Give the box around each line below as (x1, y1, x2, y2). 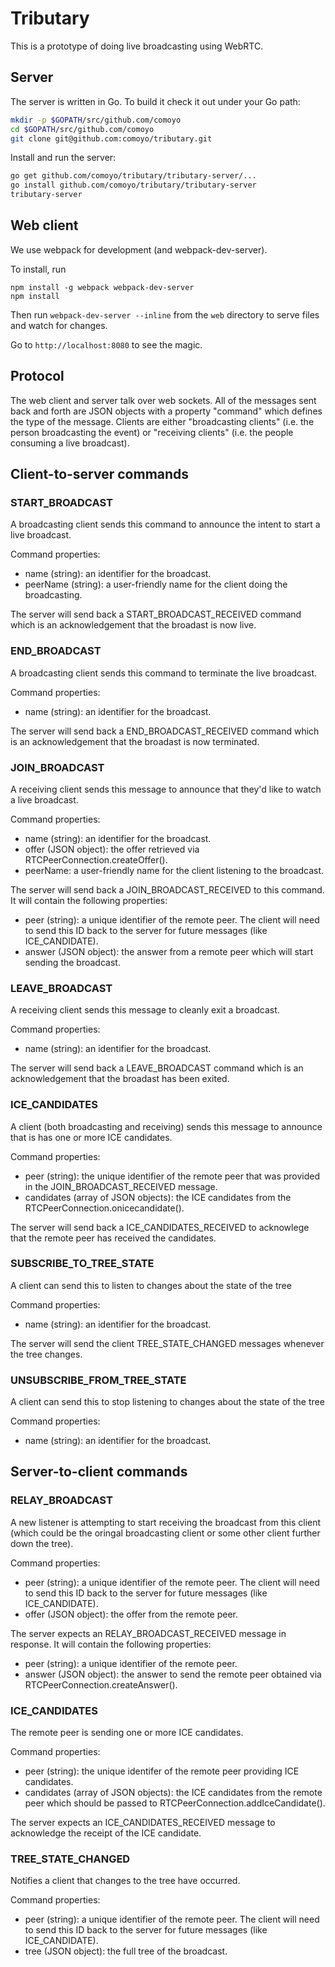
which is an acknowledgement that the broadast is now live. (10, 619, 257, 631)
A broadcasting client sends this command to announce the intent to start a (10, 518, 321, 531)
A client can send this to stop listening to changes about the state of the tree (10, 1396, 325, 1408)
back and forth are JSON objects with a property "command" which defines (10, 405, 323, 417)
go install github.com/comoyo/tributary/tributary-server (10, 180, 257, 191)
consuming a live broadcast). (10, 437, 130, 449)
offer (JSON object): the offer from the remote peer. (24, 1608, 239, 1620)
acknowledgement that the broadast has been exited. (10, 1073, 230, 1085)
